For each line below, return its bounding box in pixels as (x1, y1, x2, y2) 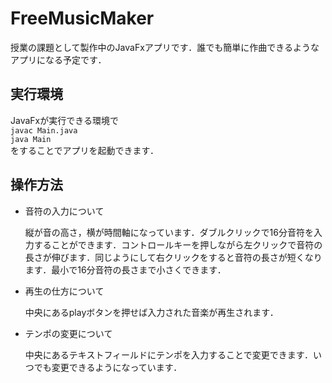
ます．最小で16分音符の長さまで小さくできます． (24, 263, 227, 276)
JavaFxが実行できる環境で (10, 114, 119, 126)
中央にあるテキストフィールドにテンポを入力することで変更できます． (24, 348, 314, 361)
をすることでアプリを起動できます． (10, 144, 160, 156)
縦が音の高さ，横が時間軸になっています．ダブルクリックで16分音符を (24, 226, 314, 238)
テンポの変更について (24, 327, 113, 339)
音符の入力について (24, 205, 105, 217)
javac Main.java (10, 125, 78, 136)
